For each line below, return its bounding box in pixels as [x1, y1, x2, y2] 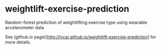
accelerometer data [5, 24, 45, 30]
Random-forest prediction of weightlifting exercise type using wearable [5, 19, 147, 25]
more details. [5, 39, 32, 45]
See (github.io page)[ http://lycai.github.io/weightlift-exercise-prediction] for [5, 34, 157, 40]
